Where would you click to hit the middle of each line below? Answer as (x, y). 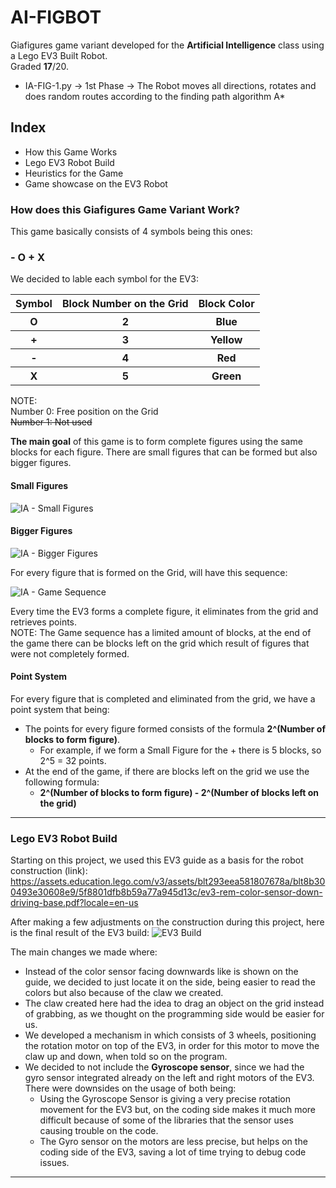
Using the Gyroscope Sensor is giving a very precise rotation (165, 1099)
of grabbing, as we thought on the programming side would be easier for (174, 1014)
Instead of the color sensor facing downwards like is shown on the (161, 972)
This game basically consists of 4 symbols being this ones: (131, 232)
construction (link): (49, 871)
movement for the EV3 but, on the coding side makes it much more (178, 1110)
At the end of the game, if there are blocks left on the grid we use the (167, 771)
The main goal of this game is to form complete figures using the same (156, 442)
